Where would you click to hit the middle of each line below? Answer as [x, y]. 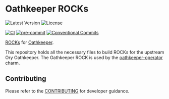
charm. [13, 63]
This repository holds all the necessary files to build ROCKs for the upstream [85, 52]
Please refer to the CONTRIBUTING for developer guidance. [67, 91]
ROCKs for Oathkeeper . [30, 42]
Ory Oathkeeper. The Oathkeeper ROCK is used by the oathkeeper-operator [84, 57]
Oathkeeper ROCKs [47, 9]
